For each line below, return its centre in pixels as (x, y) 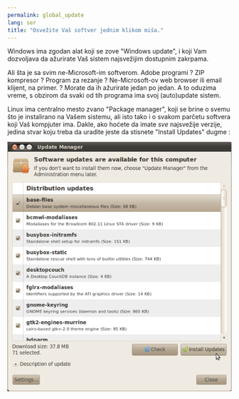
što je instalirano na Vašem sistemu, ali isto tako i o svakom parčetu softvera (119, 117)
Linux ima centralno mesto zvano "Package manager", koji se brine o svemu (119, 109)
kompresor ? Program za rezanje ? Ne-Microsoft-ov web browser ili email (115, 80)
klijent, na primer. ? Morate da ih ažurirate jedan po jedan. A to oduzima (112, 88)
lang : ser (22, 22)
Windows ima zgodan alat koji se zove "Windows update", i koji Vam (107, 51)
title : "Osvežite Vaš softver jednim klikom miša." (85, 30)
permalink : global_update (46, 15)
